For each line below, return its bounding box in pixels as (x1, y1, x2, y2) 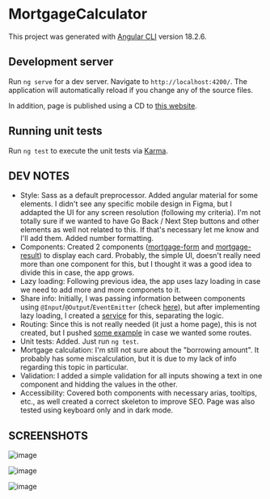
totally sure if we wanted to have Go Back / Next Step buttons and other (19, 216, 260, 226)
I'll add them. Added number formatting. (19, 234, 154, 243)
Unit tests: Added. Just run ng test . (19, 336, 139, 346)
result (19, 251, 40, 260)
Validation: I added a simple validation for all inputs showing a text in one (19, 371, 263, 381)
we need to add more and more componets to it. (19, 285, 181, 295)
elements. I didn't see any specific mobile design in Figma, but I (19, 199, 233, 209)
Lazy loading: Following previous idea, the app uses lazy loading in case (19, 277, 261, 286)
